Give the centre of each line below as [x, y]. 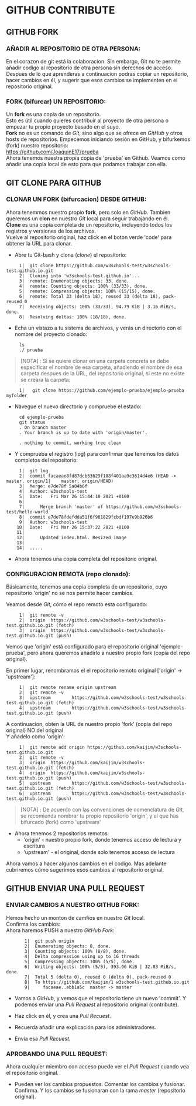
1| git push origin [49, 941]
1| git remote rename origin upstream [68, 688]
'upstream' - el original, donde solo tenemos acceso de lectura [99, 852]
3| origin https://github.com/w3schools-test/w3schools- [92, 631]
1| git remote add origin [52, 747]
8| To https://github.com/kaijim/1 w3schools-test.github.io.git [107, 982]
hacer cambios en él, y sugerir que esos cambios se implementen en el [92, 80]
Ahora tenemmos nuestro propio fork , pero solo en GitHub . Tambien [88, 212]
